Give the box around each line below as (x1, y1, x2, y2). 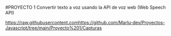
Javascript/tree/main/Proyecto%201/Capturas (5, 25, 102, 31)
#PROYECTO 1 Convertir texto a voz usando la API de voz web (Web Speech (5, 5, 166, 10)
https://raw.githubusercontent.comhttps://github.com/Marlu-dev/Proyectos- (5, 20, 165, 25)
